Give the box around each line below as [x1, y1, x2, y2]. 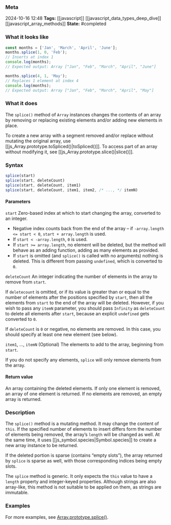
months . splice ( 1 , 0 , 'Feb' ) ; [5, 50, 67, 55]
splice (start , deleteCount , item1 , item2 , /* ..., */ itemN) [5, 187, 138, 193]
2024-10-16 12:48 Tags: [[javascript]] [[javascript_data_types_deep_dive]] [5, 15, 162, 22]
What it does [5, 100, 38, 107]
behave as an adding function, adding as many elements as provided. [12, 247, 159, 253]
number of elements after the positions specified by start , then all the [5, 294, 153, 300]
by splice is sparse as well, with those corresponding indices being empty [5, 458, 162, 464]
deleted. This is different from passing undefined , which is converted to [12, 258, 162, 264]
